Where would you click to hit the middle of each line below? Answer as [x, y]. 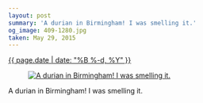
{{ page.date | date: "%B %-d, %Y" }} [70, 60]
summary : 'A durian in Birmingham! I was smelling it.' [102, 23]
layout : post [30, 15]
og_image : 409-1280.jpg [48, 30]
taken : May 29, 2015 [42, 38]
